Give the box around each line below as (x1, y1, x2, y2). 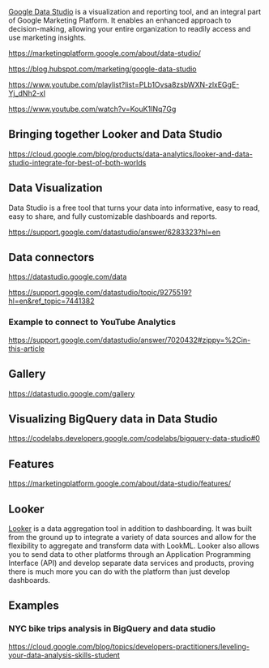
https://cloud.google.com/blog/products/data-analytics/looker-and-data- (8, 149, 253, 159)
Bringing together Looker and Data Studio (8, 127, 223, 141)
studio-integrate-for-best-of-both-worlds (8, 157, 147, 167)
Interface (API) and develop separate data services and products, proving (8, 558, 254, 567)
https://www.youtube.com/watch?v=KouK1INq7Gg (8, 105, 177, 113)
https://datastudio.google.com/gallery (8, 388, 135, 398)
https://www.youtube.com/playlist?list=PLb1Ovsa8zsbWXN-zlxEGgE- (8, 80, 240, 89)
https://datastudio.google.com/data (8, 272, 127, 282)
